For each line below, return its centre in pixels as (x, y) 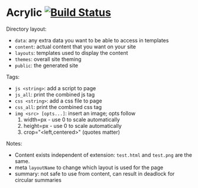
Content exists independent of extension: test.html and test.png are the (103, 155)
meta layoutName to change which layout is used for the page (89, 167)
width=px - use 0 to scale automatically (72, 119)
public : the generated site (46, 65)
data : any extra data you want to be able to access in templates (92, 40)
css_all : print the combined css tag (58, 107)
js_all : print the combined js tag (55, 94)
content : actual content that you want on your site (75, 47)
